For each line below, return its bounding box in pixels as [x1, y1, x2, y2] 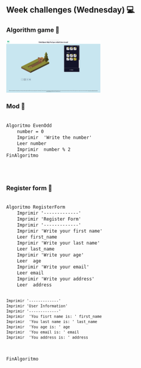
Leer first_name [17, 234, 58, 241]
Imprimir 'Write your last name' [17, 240, 100, 247]
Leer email [17, 270, 44, 276]
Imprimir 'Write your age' [17, 252, 84, 258]
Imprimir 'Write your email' [17, 264, 90, 270]
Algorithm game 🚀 [6, 26, 60, 34]
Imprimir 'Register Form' [17, 216, 82, 223]
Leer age [17, 258, 42, 264]
